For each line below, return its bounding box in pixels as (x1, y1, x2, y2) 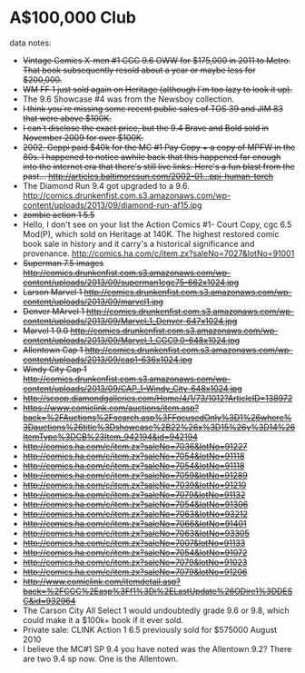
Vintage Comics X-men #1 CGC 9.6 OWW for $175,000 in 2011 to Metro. (22, 54, 291, 65)
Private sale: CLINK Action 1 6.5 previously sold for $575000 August (22, 624, 278, 635)
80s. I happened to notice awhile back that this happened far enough (22, 151, 281, 162)
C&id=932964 (22, 595, 76, 606)
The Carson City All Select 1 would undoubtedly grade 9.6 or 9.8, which (22, 605, 290, 616)
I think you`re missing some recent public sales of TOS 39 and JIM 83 (22, 103, 284, 114)
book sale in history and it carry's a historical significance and (22, 238, 255, 249)
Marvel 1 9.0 (22, 325, 69, 336)
